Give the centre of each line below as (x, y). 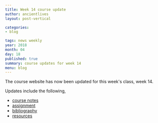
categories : (17, 27)
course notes (25, 101)
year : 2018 (16, 45)
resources (22, 116)
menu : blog (16, 68)
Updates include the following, (36, 91)
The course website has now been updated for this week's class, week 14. (79, 82)
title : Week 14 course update (36, 9)
